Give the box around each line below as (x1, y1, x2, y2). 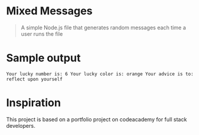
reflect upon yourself (6, 76, 63, 82)
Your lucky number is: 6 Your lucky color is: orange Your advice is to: (6, 70, 194, 77)
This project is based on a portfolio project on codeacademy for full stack (6, 115, 187, 123)
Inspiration (6, 96, 61, 110)
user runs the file (20, 30, 63, 37)
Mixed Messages (6, 4, 93, 18)
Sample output (6, 51, 81, 65)
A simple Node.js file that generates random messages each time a (20, 24, 186, 31)
